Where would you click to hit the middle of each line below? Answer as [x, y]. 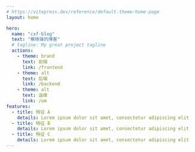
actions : [22, 51]
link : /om [34, 101]
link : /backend [41, 84]
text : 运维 [35, 96]
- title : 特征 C [31, 135]
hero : [13, 28]
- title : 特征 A [31, 112]
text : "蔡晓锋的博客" [36, 40]
